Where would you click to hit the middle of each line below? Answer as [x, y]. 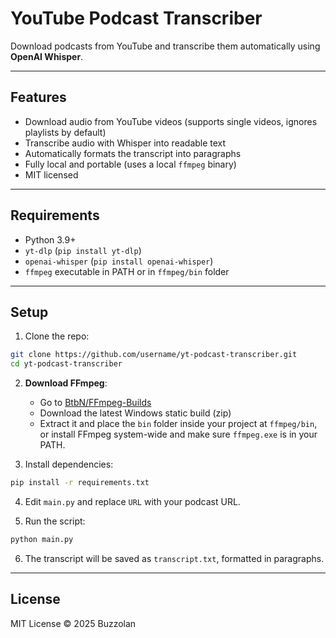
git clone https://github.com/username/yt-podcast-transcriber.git [154, 355]
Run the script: [55, 521]
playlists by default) [65, 132]
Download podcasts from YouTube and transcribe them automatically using [165, 46]
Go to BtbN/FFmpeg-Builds [95, 403]
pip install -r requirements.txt [80, 483]
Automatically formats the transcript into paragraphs [133, 153]
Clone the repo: [57, 336]
